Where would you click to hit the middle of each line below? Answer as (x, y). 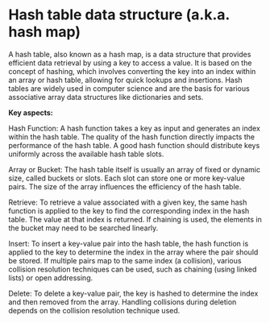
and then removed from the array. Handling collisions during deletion (123, 302)
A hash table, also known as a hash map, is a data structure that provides (130, 54)
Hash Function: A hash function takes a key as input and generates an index (134, 128)
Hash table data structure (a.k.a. (119, 15)
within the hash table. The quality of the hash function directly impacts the (132, 137)
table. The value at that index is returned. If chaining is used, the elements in (135, 219)
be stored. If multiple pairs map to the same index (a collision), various (125, 260)
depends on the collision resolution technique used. (94, 310)
